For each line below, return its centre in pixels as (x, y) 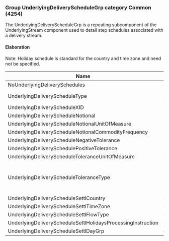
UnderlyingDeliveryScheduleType (47, 96)
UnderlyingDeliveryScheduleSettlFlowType (58, 214)
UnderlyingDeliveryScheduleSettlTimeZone (59, 206)
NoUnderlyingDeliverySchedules (47, 85)
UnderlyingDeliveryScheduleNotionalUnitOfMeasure (70, 124)
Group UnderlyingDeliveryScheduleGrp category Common (78, 8)
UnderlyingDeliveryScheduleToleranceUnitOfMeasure (71, 156)
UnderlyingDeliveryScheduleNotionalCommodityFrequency (78, 132)
